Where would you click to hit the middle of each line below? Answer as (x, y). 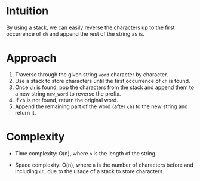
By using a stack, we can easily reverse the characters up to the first (90, 27)
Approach (31, 58)
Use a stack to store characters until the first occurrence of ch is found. (102, 81)
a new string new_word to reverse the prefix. (68, 93)
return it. (25, 112)
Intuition (27, 11)
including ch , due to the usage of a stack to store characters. (89, 171)
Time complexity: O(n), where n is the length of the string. (86, 153)
